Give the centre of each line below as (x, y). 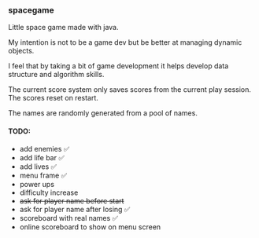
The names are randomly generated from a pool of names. (103, 113)
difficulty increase (49, 192)
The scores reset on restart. (53, 98)
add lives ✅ (38, 167)
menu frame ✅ (43, 175)
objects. (21, 51)
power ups (37, 184)
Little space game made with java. (64, 27)
